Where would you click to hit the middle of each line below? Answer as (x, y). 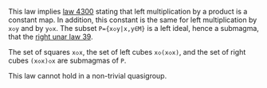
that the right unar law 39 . (51, 36)
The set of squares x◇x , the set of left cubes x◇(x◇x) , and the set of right (127, 52)
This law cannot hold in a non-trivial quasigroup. (88, 76)
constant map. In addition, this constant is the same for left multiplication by (133, 20)
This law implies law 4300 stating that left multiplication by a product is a (128, 11)
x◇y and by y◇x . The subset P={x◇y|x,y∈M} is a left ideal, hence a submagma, (133, 28)
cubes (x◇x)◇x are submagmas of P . (67, 60)
